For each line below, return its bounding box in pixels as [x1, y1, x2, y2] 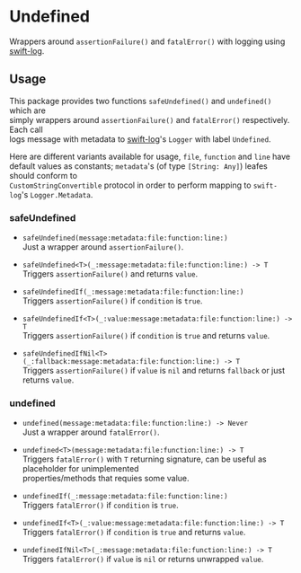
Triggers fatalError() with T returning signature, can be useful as [22, 454, 267, 464]
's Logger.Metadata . [21, 189, 93, 199]
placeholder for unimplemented [22, 463, 139, 474]
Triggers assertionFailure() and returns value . [22, 269, 199, 279]
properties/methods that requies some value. [22, 473, 190, 484]
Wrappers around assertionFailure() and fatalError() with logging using [9, 36, 286, 47]
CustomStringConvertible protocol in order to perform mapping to [9, 180, 252, 190]
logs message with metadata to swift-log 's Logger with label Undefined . [9, 133, 271, 145]
